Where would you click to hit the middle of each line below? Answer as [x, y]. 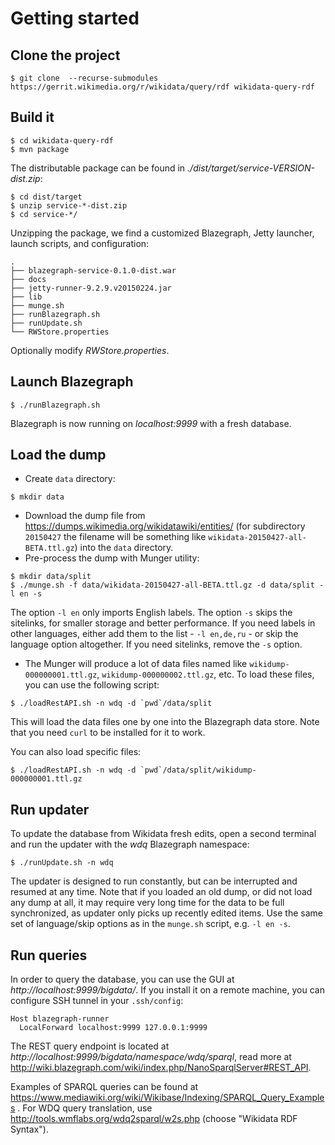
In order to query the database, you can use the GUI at [122, 979]
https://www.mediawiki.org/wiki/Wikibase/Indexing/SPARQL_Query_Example [167, 1098]
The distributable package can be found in [98, 168]
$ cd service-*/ [44, 214]
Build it [32, 117]
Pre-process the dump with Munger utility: [112, 558]
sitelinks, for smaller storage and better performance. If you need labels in [163, 623]
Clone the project [65, 55]
